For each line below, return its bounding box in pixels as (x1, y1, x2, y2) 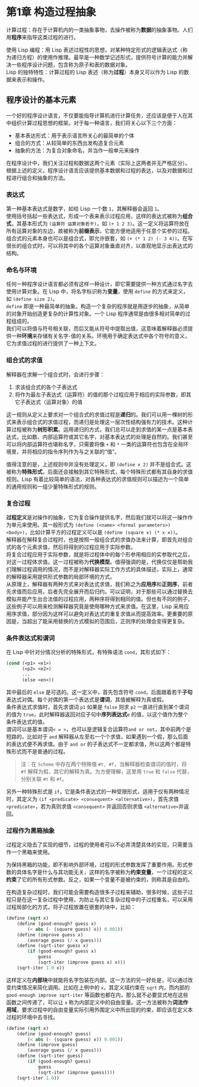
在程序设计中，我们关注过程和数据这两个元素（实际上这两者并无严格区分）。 (6, 159, 191, 166)
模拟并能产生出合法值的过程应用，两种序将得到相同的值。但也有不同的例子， (6, 595, 193, 603)
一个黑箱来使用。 (11, 848, 53, 855)
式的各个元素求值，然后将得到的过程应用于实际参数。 (6, 543, 136, 550)
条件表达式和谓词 (6, 633, 55, 642)
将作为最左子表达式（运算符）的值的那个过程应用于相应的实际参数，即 (14, 391, 187, 398)
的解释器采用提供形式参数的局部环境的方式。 (6, 573, 115, 580)
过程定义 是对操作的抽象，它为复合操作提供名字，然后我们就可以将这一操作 (6, 514, 188, 521)
